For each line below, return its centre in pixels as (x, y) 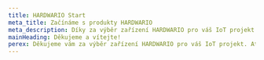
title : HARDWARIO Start (47, 15)
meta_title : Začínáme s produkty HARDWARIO (81, 23)
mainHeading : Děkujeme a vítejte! (65, 37)
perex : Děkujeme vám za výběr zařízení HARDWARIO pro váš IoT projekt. (128, 44)
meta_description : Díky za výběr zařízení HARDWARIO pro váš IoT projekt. (133, 30)
